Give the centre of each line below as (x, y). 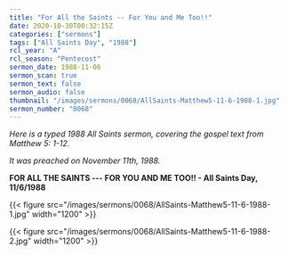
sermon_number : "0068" (51, 109)
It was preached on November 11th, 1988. (85, 160)
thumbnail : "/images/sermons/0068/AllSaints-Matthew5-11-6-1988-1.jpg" (144, 100)
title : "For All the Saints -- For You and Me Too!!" (111, 17)
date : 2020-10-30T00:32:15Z (61, 26)
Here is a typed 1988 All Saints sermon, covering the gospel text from (136, 134)
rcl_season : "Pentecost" (55, 59)
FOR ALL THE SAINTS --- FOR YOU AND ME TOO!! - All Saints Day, (133, 178)
